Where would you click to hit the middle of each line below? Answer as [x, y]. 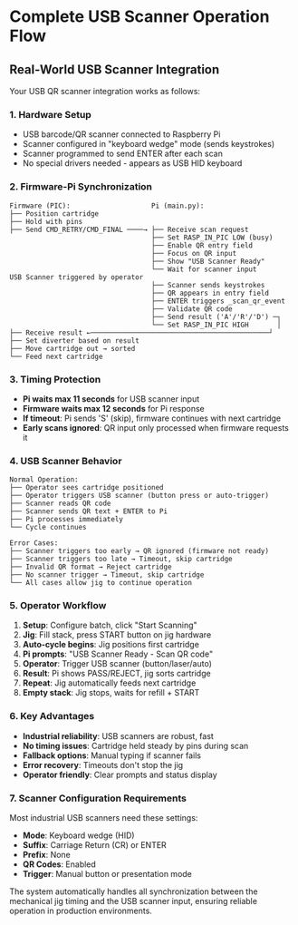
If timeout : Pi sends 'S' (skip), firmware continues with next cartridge [152, 418]
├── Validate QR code [192, 309]
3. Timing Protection [55, 379]
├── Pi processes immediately [67, 520]
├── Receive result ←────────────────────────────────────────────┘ [141, 333]
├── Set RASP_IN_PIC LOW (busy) [212, 238]
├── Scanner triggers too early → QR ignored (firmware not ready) [139, 551]
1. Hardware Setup [51, 114]
